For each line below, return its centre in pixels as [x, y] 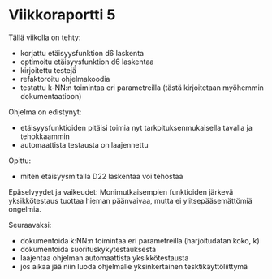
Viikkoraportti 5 [62, 15]
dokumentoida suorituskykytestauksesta [88, 249]
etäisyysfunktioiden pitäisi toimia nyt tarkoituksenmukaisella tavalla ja [136, 127]
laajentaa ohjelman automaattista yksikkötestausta [104, 258]
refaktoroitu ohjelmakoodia [65, 79]
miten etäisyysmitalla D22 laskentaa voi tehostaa [101, 176]
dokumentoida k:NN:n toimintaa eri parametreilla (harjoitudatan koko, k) [140, 240]
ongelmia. [25, 209]
